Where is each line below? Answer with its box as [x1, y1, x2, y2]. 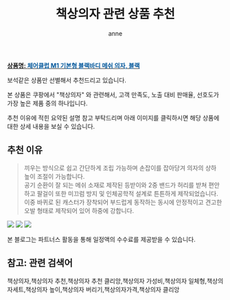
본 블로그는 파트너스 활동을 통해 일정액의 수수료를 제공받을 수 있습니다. [7, 235, 196, 243]
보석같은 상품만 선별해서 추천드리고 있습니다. [7, 76, 127, 84]
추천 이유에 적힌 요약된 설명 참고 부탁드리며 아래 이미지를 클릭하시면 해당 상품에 [7, 114, 220, 122]
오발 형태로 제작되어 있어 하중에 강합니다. [23, 206, 135, 214]
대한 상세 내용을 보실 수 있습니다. [7, 122, 95, 130]
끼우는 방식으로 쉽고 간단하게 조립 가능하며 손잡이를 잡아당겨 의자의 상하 [23, 164, 217, 172]
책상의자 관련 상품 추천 [56, 6, 175, 22]
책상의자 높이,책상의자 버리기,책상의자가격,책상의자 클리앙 [25, 285, 180, 293]
